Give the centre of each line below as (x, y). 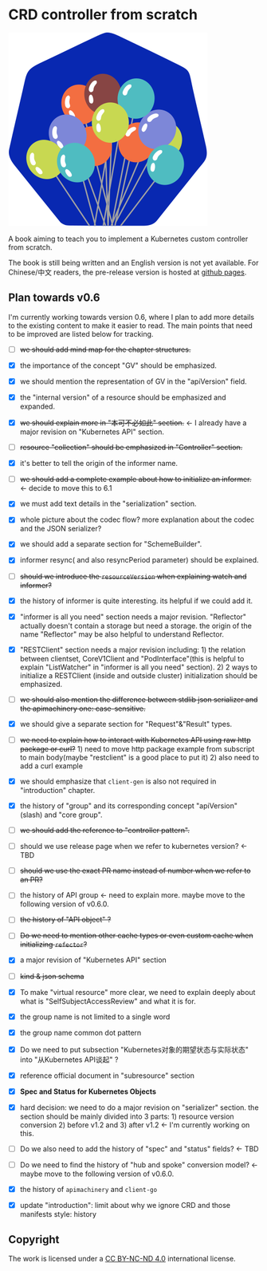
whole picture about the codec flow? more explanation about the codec (137, 519)
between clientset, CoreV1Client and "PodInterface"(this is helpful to (132, 658)
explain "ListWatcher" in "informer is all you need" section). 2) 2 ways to (138, 667)
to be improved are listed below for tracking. (81, 334)
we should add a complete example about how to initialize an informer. (135, 480)
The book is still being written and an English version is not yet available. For (133, 262)
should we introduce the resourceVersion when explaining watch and (133, 576)
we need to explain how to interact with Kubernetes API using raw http (135, 740)
